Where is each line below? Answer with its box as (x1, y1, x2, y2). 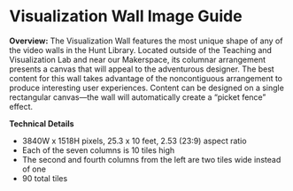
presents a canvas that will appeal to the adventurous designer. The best (9, 64, 274, 74)
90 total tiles (21, 172, 68, 183)
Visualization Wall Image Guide (9, 6, 243, 27)
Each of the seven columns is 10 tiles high (21, 144, 175, 156)
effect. (9, 101, 34, 111)
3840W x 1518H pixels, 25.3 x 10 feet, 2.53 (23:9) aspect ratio (21, 135, 247, 146)
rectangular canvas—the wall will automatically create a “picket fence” (9, 91, 266, 103)
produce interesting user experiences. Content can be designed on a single (9, 82, 285, 93)
